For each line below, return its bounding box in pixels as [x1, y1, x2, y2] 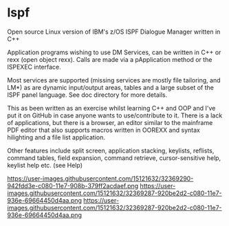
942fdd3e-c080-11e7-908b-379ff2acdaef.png [7, 181, 139, 190]
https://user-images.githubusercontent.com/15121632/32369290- [7, 174, 194, 183]
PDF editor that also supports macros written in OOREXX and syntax [7, 126, 201, 134]
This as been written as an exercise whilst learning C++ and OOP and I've [7, 104, 216, 112]
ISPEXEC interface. [7, 63, 62, 71]
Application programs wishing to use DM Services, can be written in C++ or [7, 48, 221, 56]
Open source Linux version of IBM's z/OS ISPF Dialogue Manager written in [7, 27, 221, 36]
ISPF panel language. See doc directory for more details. [7, 91, 168, 99]
